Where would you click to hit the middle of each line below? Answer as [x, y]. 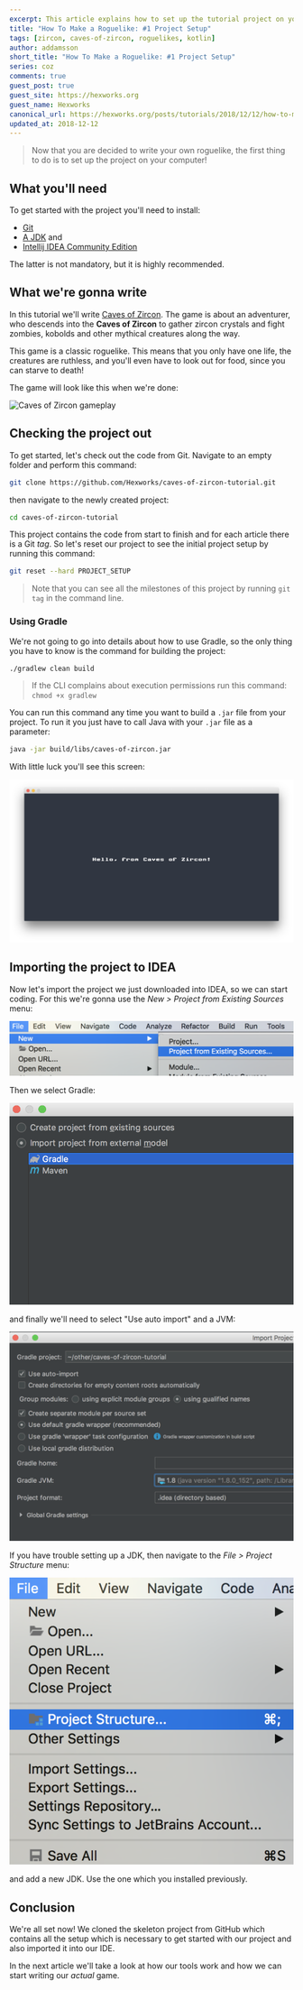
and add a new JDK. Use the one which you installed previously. [129, 1879]
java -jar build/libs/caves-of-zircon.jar [90, 750]
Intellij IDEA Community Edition [80, 247]
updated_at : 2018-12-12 [54, 124]
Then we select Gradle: [53, 1090]
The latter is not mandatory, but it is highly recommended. [117, 264]
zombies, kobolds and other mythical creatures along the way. [125, 333]
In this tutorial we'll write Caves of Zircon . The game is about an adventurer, [150, 314]
